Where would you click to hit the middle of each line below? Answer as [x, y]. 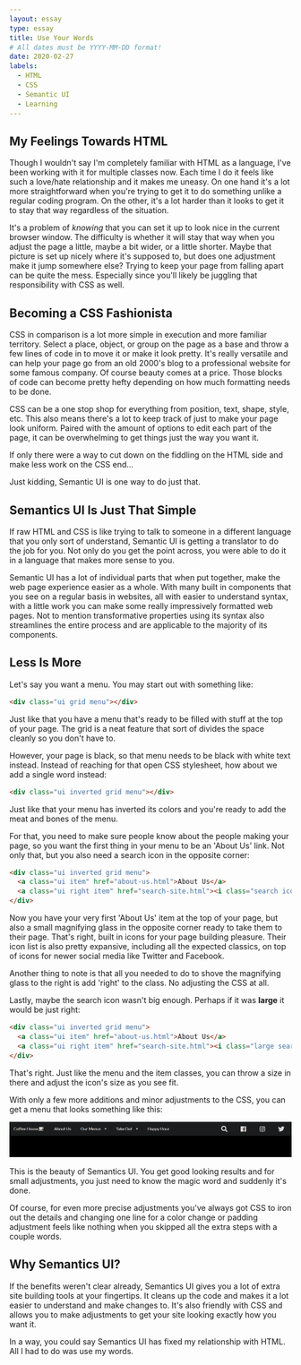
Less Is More [46, 663]
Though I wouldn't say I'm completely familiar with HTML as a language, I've [150, 163]
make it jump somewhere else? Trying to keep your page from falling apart [146, 266]
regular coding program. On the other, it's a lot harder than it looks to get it [147, 201]
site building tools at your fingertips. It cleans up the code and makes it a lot [149, 1295]
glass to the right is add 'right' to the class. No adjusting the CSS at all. [139, 983]
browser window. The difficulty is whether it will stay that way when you [142, 237]
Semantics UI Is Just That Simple [103, 510]
